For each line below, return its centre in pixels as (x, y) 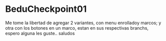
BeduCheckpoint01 (46, 9)
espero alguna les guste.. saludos (40, 33)
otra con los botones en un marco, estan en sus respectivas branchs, (77, 28)
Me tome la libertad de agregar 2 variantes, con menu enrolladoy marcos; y (83, 23)
